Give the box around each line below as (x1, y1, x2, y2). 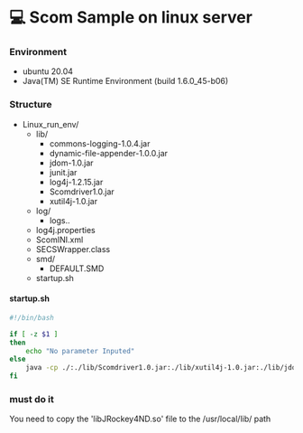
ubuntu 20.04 (22, 66, 74, 77)
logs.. (49, 214, 70, 226)
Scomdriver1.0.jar (49, 186, 115, 197)
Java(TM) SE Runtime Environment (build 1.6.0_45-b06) (22, 76, 229, 87)
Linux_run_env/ (22, 118, 79, 129)
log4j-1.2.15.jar (49, 176, 104, 187)
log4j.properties (35, 224, 96, 235)
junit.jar (49, 166, 78, 177)
